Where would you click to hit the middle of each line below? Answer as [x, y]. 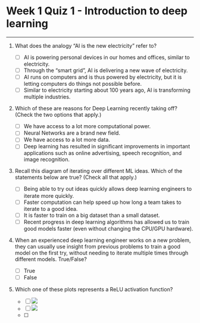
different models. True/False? [51, 259]
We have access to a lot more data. [67, 140]
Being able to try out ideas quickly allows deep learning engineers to [108, 189]
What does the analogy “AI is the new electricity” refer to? [85, 45]
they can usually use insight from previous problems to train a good [97, 246]
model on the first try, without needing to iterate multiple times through [101, 253]
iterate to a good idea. [51, 209]
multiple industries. [47, 97]
